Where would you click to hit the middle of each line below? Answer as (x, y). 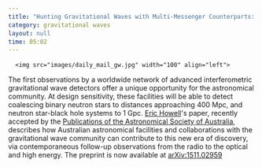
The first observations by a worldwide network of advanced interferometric (130, 80)
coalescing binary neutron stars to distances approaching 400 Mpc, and (125, 105)
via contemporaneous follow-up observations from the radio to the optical (128, 147)
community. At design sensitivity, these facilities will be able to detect (121, 96)
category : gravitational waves (59, 25)
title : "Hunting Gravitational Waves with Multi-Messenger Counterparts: (132, 17)
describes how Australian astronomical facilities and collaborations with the (131, 130)
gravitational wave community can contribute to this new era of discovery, (128, 139)
